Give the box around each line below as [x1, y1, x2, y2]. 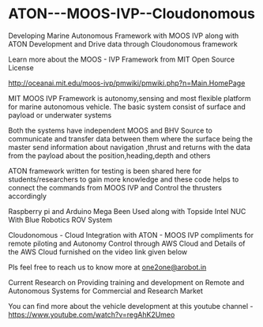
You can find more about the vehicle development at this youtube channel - [8, 301, 254, 310]
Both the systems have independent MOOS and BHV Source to [8, 126, 213, 135]
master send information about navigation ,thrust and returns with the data [8, 142, 251, 152]
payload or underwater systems [8, 110, 112, 119]
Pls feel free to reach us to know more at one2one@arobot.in [8, 262, 207, 272]
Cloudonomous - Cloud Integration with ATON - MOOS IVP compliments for [8, 230, 254, 239]
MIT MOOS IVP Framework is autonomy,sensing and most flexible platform [8, 93, 251, 103]
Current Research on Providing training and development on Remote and [8, 277, 245, 287]
